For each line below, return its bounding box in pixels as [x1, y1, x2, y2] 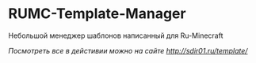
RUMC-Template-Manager [8, 5, 186, 23]
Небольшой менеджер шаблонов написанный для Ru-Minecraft [8, 31, 224, 40]
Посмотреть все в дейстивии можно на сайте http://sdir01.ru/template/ [8, 46, 248, 55]
